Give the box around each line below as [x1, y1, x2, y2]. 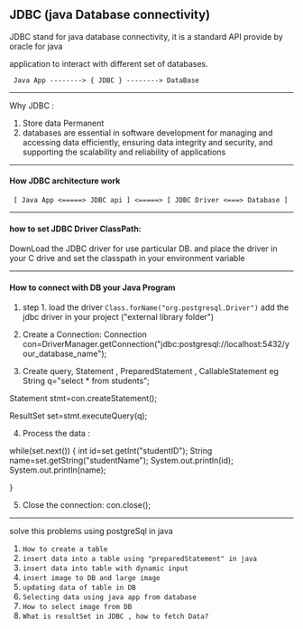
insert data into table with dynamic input [22, 564, 189, 573]
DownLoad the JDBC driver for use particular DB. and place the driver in [9, 243, 278, 254]
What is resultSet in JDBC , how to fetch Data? [22, 612, 209, 622]
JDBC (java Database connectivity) [9, 7, 210, 23]
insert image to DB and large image [22, 574, 161, 583]
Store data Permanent [22, 117, 105, 128]
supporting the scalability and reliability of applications [22, 146, 226, 157]
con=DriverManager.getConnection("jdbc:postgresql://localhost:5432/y [22, 339, 290, 350]
